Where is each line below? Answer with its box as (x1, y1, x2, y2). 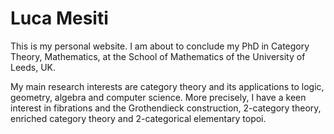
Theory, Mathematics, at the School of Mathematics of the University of (10, 50, 306, 62)
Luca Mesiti (10, 7, 109, 30)
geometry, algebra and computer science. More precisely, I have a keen (10, 91, 307, 103)
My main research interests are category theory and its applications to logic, (10, 80, 325, 92)
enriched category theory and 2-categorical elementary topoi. (10, 112, 267, 124)
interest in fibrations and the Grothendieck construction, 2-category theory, (10, 102, 322, 114)
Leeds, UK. (10, 61, 57, 73)
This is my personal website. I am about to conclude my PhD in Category (10, 40, 310, 52)
